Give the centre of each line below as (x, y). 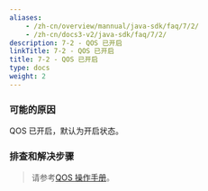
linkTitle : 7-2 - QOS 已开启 (62, 51)
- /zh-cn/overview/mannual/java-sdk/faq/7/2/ (113, 26)
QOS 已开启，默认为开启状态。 (67, 131)
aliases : (26, 18)
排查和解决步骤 (42, 156)
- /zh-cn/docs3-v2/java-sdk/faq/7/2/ (96, 34)
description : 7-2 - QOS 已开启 (66, 43)
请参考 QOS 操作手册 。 (73, 177)
